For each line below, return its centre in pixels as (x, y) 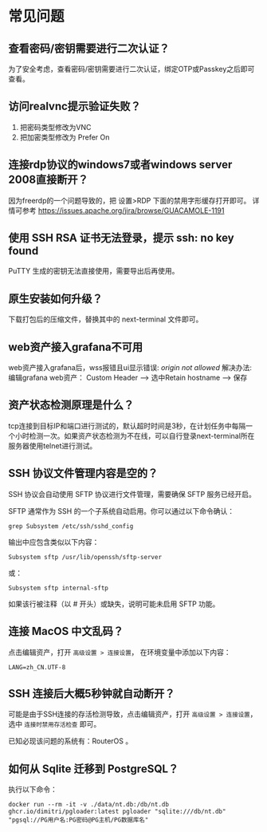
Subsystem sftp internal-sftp (59, 588)
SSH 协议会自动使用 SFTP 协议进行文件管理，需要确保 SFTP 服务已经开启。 (132, 494)
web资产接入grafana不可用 (76, 347)
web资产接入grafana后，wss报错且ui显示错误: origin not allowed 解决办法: (130, 368)
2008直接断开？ (49, 180)
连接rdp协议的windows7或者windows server (120, 165)
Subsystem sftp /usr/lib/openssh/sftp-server (85, 557)
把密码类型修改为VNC (55, 127)
